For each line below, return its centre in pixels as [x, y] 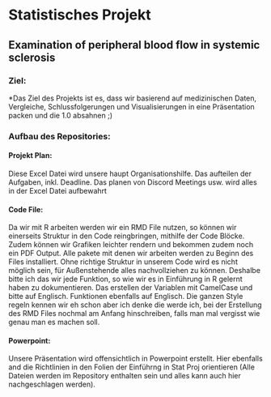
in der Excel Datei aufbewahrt [58, 191]
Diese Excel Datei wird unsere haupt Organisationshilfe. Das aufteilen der [130, 173]
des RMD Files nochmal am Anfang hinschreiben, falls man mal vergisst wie [134, 314]
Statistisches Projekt [80, 15]
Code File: [26, 209]
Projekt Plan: [30, 156]
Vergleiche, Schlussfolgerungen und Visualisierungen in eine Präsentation [131, 106]
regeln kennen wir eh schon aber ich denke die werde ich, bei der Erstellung [135, 305]
